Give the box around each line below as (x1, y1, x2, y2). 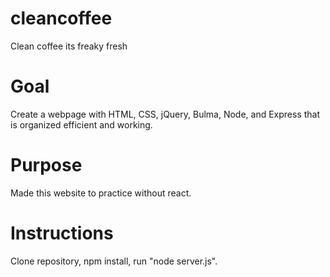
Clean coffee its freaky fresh (10, 40, 128, 52)
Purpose (10, 154, 83, 177)
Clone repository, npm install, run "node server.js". (10, 255, 218, 267)
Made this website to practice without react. (10, 187, 192, 199)
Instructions (10, 222, 114, 244)
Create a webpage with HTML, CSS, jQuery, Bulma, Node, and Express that (10, 108, 321, 120)
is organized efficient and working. (10, 118, 153, 131)
